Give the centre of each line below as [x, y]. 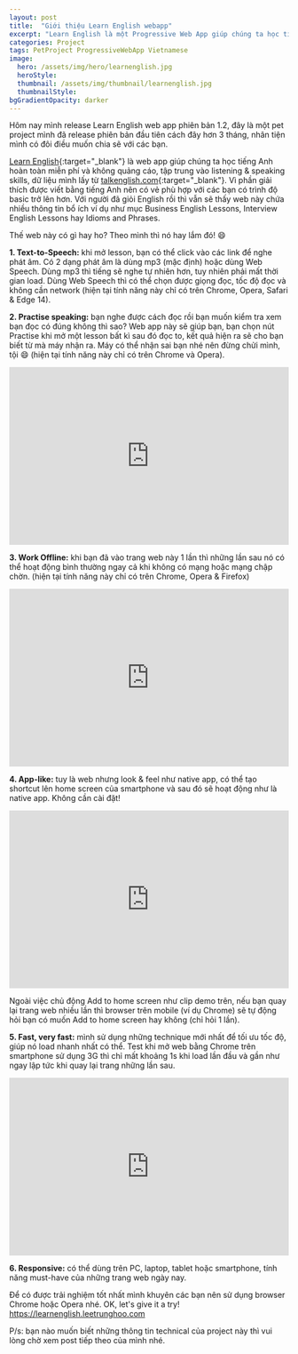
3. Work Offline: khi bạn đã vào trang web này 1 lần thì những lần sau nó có [147, 557]
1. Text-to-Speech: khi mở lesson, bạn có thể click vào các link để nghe [141, 252]
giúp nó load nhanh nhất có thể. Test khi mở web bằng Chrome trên [133, 1046]
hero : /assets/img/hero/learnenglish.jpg [95, 68]
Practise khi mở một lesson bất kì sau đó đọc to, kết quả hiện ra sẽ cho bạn [146, 336]
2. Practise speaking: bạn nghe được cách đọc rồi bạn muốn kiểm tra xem [145, 317]
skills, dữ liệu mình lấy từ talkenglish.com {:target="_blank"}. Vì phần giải [141, 180]
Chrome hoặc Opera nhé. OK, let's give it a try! [94, 1304]
